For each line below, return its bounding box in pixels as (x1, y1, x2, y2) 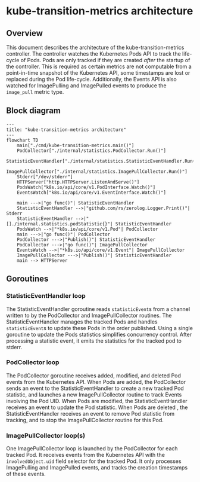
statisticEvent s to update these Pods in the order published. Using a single (6, 324, 193, 331)
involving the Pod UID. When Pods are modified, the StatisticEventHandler (6, 397, 187, 404)
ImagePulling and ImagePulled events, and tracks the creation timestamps (6, 464, 188, 471)
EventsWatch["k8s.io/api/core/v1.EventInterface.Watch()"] (17, 190, 167, 196)
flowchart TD (6, 137, 39, 143)
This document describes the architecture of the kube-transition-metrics (6, 44, 185, 51)
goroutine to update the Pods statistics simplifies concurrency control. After (6, 331, 192, 338)
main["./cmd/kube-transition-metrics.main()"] (17, 142, 135, 148)
